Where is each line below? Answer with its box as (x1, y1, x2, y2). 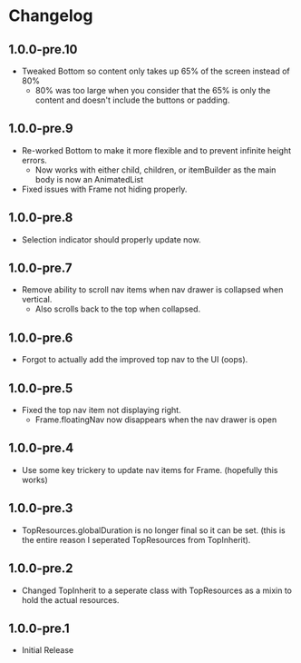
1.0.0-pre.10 (8, 42, 78, 57)
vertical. (21, 294, 53, 305)
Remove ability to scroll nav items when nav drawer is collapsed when (21, 284, 284, 295)
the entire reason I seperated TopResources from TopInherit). (21, 534, 251, 545)
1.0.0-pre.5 (8, 381, 73, 396)
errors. (21, 154, 47, 165)
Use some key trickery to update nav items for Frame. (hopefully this (21, 464, 278, 475)
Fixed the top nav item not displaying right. (21, 405, 182, 416)
